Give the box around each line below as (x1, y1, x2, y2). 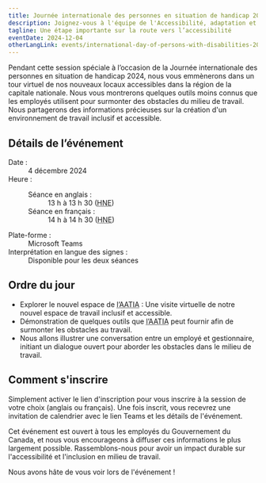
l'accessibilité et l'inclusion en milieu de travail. (8, 451, 161, 461)
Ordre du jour (8, 278, 75, 292)
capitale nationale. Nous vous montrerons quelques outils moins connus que (8, 88, 258, 98)
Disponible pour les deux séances (28, 255, 139, 265)
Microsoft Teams (28, 239, 83, 248)
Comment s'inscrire (8, 374, 108, 387)
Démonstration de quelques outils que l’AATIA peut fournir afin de (19, 316, 234, 326)
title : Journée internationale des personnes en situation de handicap (8, 11, 249, 20)
